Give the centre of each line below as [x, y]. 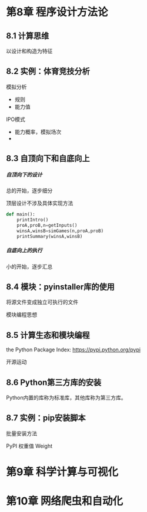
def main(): [21, 214]
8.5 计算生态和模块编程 [48, 335]
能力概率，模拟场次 [38, 132]
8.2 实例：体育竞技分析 [48, 71]
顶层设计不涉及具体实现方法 [40, 203]
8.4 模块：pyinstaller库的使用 [60, 287]
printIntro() [33, 220]
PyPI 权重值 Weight [29, 446]
